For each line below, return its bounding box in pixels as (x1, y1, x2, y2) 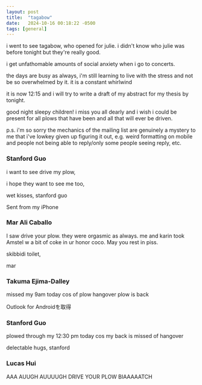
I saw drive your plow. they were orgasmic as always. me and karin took (6, 232, 185, 239)
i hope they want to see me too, (6, 180, 85, 187)
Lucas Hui (6, 359, 36, 367)
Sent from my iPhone (6, 203, 59, 210)
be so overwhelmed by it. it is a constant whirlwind (6, 79, 133, 86)
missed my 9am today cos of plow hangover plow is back (6, 291, 149, 298)
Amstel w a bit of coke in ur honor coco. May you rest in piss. (6, 238, 159, 245)
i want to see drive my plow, (6, 168, 76, 175)
